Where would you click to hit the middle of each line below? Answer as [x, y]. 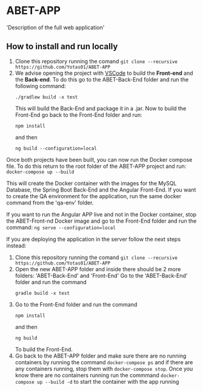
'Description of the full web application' [55, 27]
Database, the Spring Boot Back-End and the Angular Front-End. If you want [101, 190]
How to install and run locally [62, 47]
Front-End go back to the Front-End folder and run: [78, 115]
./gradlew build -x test [46, 97]
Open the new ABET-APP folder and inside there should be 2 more [98, 269]
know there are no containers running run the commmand [87, 375]
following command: [41, 86]
